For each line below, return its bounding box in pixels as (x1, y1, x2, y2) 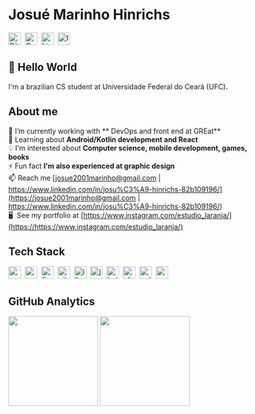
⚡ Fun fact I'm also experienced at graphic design (8, 161, 175, 171)
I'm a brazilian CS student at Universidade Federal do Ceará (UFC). (8, 81, 229, 91)
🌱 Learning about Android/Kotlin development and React (8, 134, 198, 144)
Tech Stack (8, 245, 65, 258)
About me (8, 105, 58, 119)
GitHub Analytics (8, 294, 96, 308)
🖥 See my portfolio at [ (8, 210, 84, 220)
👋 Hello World (8, 61, 77, 74)
